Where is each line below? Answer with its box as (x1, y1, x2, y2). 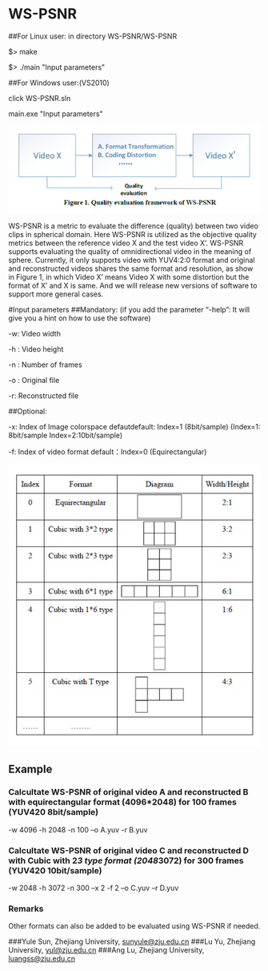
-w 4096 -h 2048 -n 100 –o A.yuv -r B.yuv (8, 824, 148, 834)
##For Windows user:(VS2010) (8, 78, 110, 87)
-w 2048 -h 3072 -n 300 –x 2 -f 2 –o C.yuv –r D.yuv (8, 883, 179, 893)
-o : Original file (8, 375, 60, 385)
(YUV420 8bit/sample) (8, 807, 98, 818)
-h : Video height (8, 344, 64, 353)
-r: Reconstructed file (8, 390, 79, 401)
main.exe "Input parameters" (8, 109, 103, 119)
